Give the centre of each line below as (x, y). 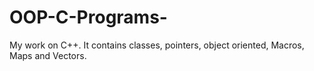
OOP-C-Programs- (88, 17)
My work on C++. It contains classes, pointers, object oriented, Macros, (157, 45)
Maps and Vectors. (48, 55)
